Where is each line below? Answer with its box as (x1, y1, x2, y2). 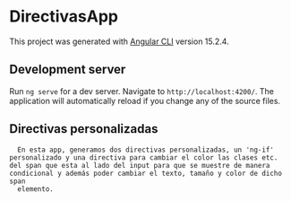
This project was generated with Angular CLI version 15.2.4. (9, 36, 230, 47)
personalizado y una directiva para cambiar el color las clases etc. (9, 153, 278, 162)
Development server (9, 62, 126, 77)
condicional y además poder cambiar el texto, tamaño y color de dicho (9, 169, 282, 178)
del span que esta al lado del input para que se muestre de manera (9, 161, 270, 170)
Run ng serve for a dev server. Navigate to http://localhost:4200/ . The (9, 85, 275, 96)
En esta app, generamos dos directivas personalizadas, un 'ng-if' (17, 145, 275, 154)
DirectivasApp (9, 6, 119, 27)
